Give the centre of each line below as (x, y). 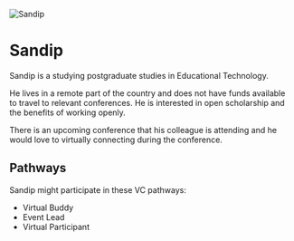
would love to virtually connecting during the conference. (116, 140)
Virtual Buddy (48, 207)
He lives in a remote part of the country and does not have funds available (147, 93)
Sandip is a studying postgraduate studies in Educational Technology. (139, 75)
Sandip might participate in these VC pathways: (98, 189)
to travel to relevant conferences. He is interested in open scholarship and (147, 102)
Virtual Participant (56, 227)
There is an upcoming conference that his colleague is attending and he (143, 130)
